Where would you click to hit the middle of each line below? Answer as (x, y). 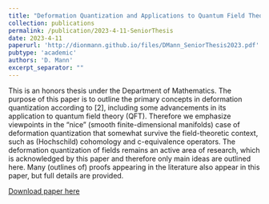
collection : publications (51, 23)
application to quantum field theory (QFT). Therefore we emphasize (120, 116)
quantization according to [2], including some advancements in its (117, 107)
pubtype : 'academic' (43, 53)
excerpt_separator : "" (46, 68)
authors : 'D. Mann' (41, 61)
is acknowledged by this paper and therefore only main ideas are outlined (130, 158)
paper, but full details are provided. (66, 175)
